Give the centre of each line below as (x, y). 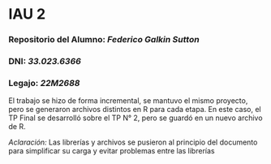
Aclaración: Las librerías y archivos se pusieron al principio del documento (133, 142)
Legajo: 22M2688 (44, 83)
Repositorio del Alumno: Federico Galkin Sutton (104, 40)
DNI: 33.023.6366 (45, 62)
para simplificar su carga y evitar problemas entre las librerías (112, 151)
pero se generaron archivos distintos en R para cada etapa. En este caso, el (135, 110)
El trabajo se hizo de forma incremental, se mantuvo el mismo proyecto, (128, 101)
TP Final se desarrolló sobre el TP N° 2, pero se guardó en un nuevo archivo (135, 118)
